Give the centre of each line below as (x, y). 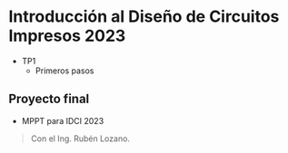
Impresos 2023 (67, 36)
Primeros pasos (65, 71)
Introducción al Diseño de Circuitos (144, 17)
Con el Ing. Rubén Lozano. (80, 139)
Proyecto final (49, 99)
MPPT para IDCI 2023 (63, 120)
